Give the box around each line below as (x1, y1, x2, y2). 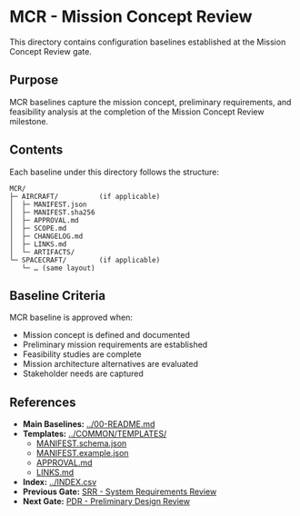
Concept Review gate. (9, 45, 93, 56)
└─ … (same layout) (21, 263, 95, 273)
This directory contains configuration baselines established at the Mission (9, 36, 286, 47)
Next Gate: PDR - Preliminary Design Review (22, 496, 191, 507)
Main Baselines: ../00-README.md (22, 419, 155, 430)
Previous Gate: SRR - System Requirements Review (22, 486, 217, 497)
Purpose (9, 73, 59, 88)
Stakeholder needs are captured (22, 368, 144, 379)
